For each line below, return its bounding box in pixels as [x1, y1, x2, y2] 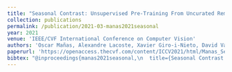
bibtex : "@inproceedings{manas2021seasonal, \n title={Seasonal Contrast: [7, 55, 227, 62]
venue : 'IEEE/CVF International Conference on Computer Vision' [7, 36, 196, 43]
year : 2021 [7, 29, 39, 36]
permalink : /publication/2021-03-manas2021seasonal [7, 23, 159, 29]
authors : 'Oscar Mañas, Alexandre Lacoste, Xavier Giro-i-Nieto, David [7, 42, 217, 49]
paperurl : [7, 49, 36, 56]
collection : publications [7, 16, 81, 23]
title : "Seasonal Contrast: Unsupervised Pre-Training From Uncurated [7, 10, 215, 17]
